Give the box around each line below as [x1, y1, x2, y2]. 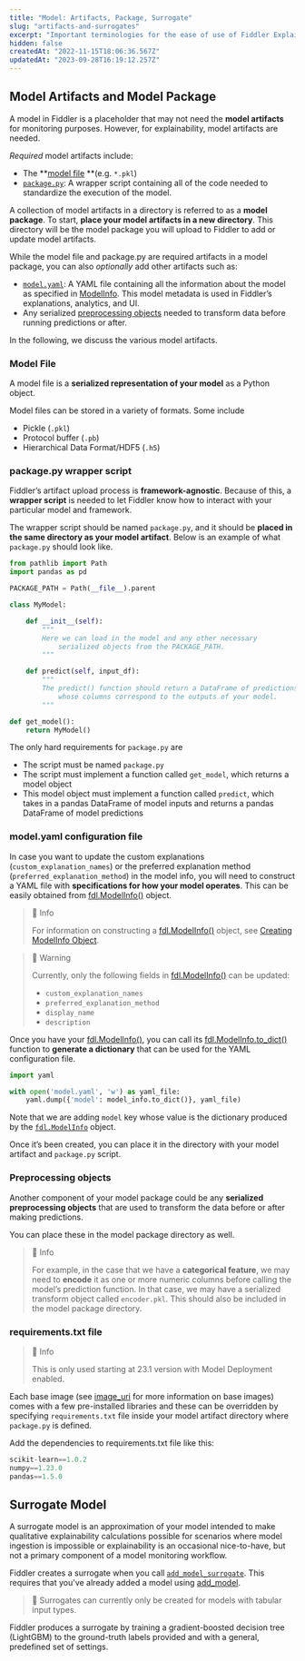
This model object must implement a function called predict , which [22, 788, 275, 799]
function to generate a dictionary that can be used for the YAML [9, 1043, 251, 1054]
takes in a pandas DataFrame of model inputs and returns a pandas [22, 798, 274, 809]
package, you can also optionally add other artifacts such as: [9, 261, 238, 272]
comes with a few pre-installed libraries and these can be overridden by [9, 1400, 279, 1411]
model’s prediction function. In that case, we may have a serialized [31, 1283, 281, 1294]
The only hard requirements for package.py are [9, 742, 183, 753]
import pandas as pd [9, 568, 88, 577]
